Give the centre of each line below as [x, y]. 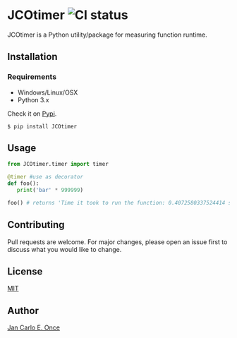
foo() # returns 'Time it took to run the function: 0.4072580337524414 [116, 203]
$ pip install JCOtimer [42, 126]
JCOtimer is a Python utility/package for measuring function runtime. [107, 35]
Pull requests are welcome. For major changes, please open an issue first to [117, 242]
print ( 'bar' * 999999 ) [50, 191]
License [25, 272]
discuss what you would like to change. [65, 249]
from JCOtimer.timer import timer [58, 164]
